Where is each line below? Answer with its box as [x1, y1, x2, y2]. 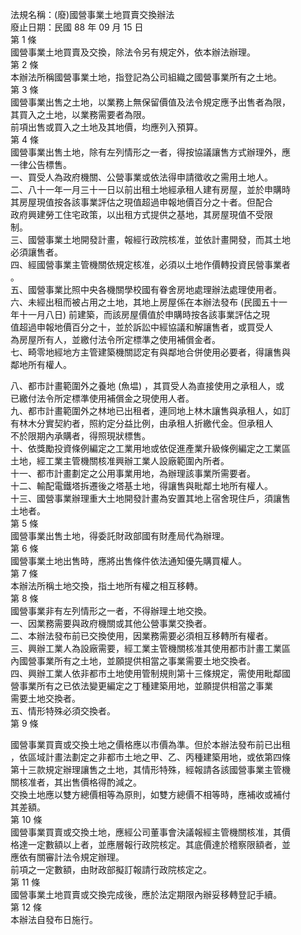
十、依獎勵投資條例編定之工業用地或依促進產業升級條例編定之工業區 [10, 443, 291, 454]
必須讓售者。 [10, 246, 63, 258]
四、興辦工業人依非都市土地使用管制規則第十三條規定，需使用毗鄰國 [10, 668, 291, 679]
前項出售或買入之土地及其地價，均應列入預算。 [10, 121, 203, 133]
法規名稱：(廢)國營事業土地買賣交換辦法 [10, 9, 175, 20]
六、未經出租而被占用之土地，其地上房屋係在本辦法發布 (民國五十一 [10, 296, 288, 308]
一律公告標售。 [10, 159, 72, 170]
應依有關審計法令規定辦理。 [10, 851, 125, 863]
